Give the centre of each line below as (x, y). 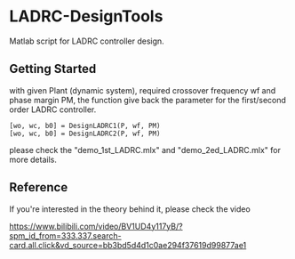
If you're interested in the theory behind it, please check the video (130, 209)
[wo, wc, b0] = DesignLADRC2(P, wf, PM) (85, 134)
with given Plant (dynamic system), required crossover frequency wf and (143, 90)
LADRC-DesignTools (86, 16)
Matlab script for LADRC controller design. (87, 41)
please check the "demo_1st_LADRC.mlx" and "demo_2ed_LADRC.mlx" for (145, 150)
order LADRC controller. (53, 109)
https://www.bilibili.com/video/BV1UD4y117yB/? (96, 226)
